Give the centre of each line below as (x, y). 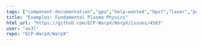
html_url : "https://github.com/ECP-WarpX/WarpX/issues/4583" (85, 23)
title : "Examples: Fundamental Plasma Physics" (67, 17)
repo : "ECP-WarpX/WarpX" (37, 34)
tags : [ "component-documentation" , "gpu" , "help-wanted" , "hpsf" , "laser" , (98, 12)
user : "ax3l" (23, 28)
